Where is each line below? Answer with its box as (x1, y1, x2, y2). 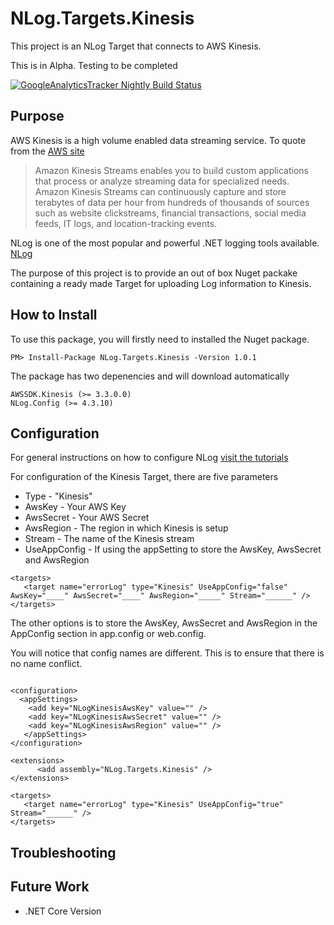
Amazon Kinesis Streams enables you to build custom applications (34, 164, 310, 176)
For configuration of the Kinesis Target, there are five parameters (10, 471, 279, 483)
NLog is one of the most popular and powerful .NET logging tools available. (10, 237, 320, 249)
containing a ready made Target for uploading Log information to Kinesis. (10, 277, 312, 289)
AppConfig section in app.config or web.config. (10, 628, 207, 640)
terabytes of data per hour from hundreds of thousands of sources (34, 196, 310, 208)
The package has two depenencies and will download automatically (10, 370, 290, 382)
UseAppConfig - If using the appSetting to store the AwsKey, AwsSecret (24, 543, 322, 556)
